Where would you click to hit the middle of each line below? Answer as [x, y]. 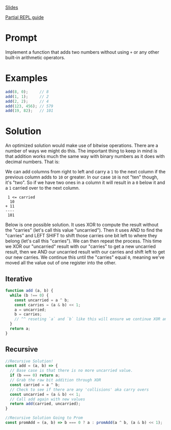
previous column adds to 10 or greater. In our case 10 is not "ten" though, [82, 177]
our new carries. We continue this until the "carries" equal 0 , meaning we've [85, 257]
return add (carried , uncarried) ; [45, 404]
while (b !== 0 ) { [30, 295]
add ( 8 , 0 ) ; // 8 [27, 92]
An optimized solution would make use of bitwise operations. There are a [82, 146]
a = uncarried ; [31, 310]
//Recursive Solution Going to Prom [44, 418]
